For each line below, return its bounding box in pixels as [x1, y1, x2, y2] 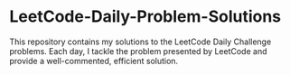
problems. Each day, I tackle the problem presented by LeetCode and [9, 45, 267, 56]
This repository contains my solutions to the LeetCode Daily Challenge [9, 36, 272, 47]
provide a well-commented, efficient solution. [9, 55, 179, 66]
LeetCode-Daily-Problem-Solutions [9, 6, 282, 27]
